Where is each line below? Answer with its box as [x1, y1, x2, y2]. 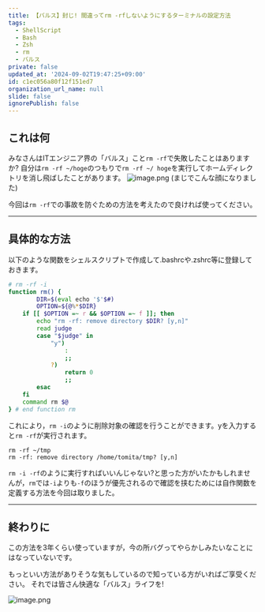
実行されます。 [43, 430, 91, 440]
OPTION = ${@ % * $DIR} [36, 302, 97, 310]
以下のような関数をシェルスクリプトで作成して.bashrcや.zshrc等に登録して [8, 254, 252, 265]
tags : [8, 19, 26, 27]
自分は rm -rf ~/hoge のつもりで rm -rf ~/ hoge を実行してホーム [21, 163, 226, 172]
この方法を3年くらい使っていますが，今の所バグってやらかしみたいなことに [8, 543, 254, 553]
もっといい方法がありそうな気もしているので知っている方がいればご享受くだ [8, 569, 256, 579]
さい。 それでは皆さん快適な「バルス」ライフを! [8, 580, 164, 589]
